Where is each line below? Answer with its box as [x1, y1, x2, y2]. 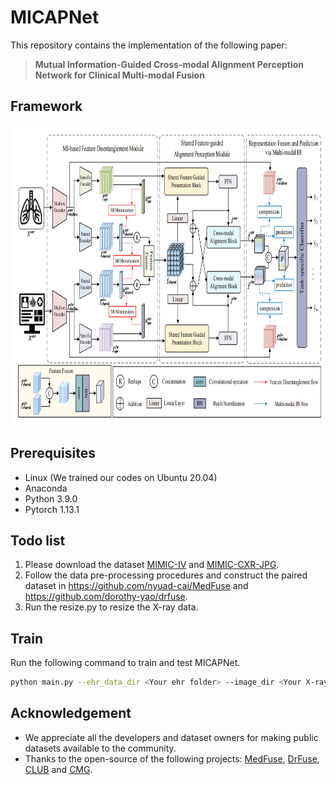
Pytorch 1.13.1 [24, 503, 80, 515]
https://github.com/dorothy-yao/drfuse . [24, 591, 188, 603]
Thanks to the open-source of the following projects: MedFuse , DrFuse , [24, 752, 320, 765]
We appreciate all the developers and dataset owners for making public [24, 731, 319, 743]
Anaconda [24, 482, 68, 494]
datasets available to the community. [24, 742, 177, 754]
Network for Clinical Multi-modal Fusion [34, 69, 205, 81]
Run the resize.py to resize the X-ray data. [24, 601, 199, 613]
